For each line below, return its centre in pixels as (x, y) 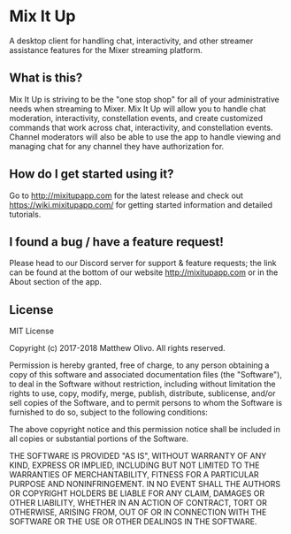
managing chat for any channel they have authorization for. (117, 146)
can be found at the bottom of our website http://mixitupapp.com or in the (144, 272)
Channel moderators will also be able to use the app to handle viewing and (145, 137)
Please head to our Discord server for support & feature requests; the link (143, 263)
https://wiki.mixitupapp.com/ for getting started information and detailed (141, 204)
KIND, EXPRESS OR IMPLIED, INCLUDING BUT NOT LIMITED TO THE (134, 465)
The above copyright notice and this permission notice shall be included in (145, 430)
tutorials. (25, 214)
